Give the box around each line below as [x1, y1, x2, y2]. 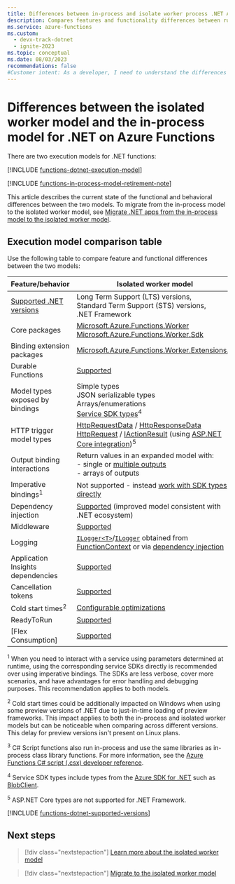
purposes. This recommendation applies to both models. [7, 684, 170, 692]
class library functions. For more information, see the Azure [31, 751, 204, 759]
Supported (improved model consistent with [76, 501, 222, 511]
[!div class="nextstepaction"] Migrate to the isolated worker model [24, 869, 217, 877]
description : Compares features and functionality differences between [7, 17, 220, 24]
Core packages [10, 325, 62, 335]
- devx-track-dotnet [13, 36, 73, 43]
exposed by [10, 395, 50, 405]
